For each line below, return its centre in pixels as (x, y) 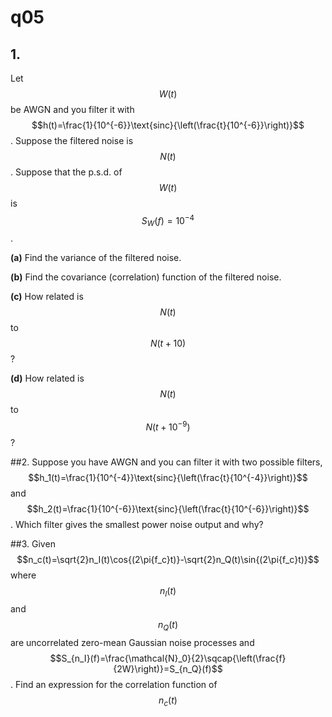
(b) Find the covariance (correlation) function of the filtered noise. (146, 277)
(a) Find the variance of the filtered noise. (96, 258)
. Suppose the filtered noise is (72, 140)
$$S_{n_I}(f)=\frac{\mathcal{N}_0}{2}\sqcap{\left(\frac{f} (168, 658)
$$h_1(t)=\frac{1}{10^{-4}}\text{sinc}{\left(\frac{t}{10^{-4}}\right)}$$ (168, 478)
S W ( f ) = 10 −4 (168, 221)
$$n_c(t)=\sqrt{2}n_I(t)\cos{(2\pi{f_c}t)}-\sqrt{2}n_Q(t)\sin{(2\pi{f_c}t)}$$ (168, 560)
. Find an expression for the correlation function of (114, 684)
